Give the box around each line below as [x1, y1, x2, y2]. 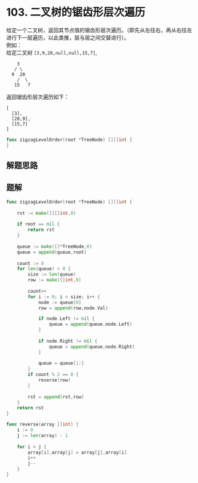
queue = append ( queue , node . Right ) [48, 343, 135, 350]
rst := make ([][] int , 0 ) [17, 210, 77, 216]
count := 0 [17, 260, 44, 266]
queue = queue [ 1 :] [38, 361, 84, 367]
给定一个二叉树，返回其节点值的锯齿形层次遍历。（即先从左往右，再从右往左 [6, 26, 193, 34]
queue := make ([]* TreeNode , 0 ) [17, 244, 93, 250]
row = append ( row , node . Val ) [38, 305, 109, 311]
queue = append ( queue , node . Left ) [48, 322, 133, 328]
